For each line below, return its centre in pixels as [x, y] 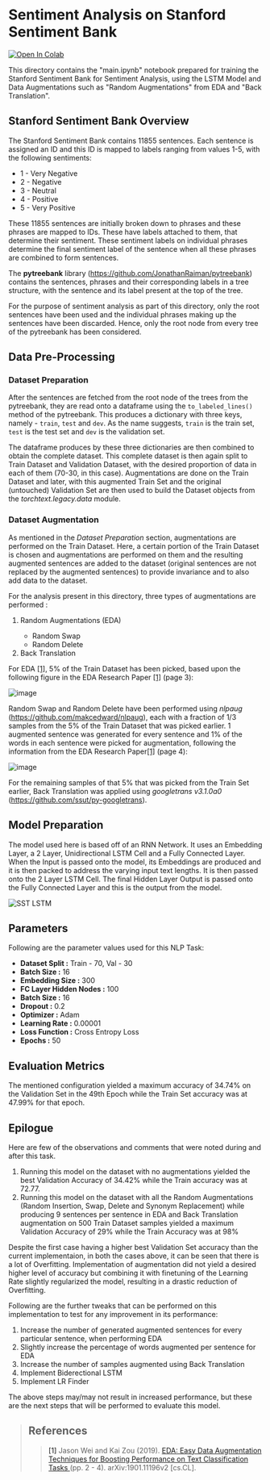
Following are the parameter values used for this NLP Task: [106, 948]
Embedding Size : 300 [57, 980]
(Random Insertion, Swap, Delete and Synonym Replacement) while [132, 1206]
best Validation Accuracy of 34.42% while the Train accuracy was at [134, 1180]
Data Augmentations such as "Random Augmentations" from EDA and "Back [135, 87]
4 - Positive [39, 199]
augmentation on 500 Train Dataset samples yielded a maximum [127, 1223]
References [58, 1431]
